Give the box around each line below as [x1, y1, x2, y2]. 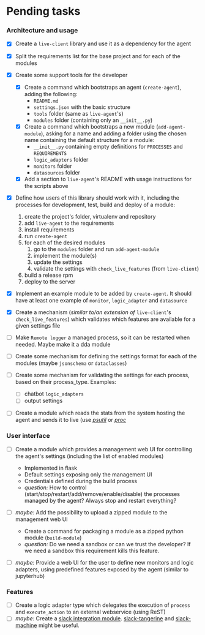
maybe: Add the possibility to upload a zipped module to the [15, 508, 168, 516]
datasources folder [33, 168, 81, 176]
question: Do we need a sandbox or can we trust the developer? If [24, 540, 191, 547]
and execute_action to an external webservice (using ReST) [15, 608, 166, 616]
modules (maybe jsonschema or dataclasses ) [15, 359, 127, 367]
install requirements [24, 225, 75, 233]
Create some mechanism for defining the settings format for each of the [15, 353, 197, 360]
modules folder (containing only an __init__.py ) [33, 116, 153, 124]
